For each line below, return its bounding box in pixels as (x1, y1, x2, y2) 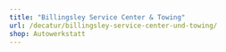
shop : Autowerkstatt (9, 29, 87, 38)
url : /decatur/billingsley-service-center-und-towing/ (9, 21, 218, 30)
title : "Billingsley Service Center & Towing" (9, 12, 186, 22)
